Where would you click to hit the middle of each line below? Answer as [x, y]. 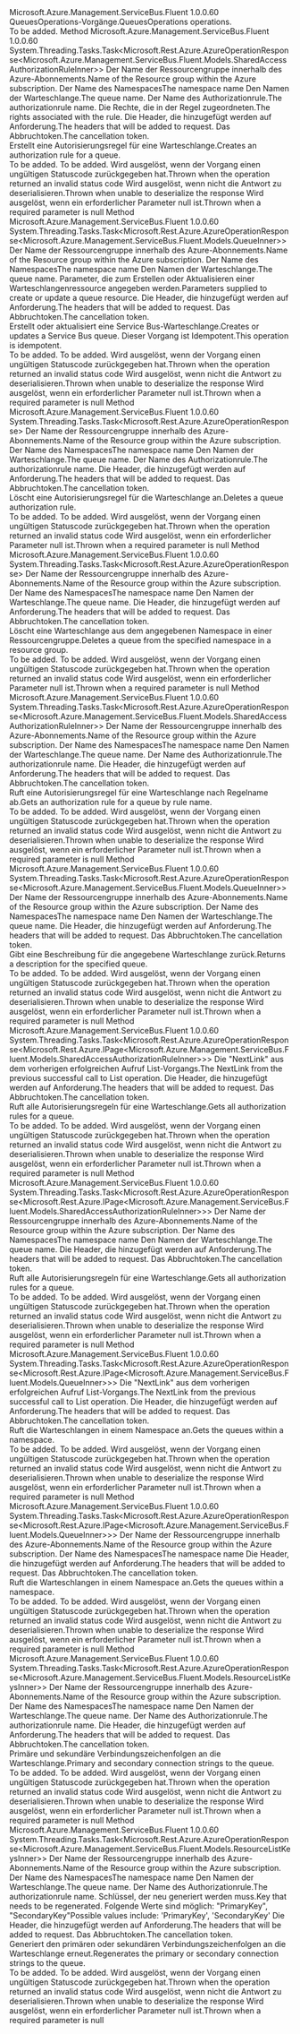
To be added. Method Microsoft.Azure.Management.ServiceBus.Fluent [139, 31]
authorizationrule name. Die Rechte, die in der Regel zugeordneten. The [140, 107]
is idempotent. [36, 345]
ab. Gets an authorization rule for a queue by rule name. [111, 802]
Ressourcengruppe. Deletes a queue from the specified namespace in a [140, 640]
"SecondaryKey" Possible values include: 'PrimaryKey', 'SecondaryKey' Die [147, 1915]
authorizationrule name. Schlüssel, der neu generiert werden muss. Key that [148, 1897]
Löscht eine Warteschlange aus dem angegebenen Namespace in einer [141, 631]
